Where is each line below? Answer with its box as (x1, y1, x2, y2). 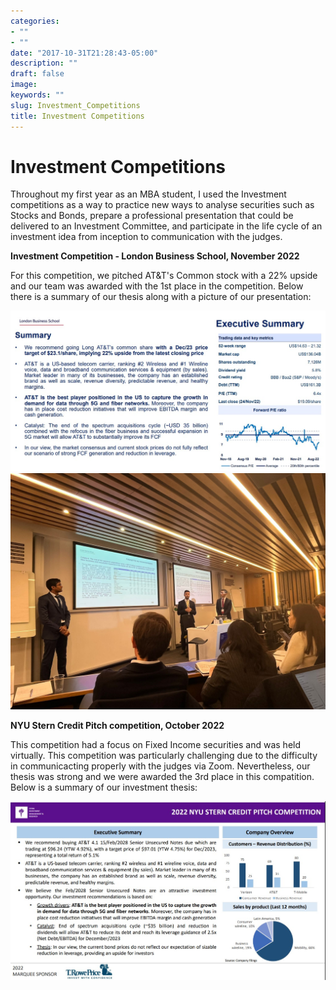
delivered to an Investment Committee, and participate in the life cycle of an (10, 220, 323, 232)
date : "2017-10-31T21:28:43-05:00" (10, 48, 159, 58)
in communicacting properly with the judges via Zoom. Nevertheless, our (10, 760, 311, 772)
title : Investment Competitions (10, 111, 145, 121)
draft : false (10, 69, 65, 79)
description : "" (10, 58, 78, 69)
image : (10, 80, 38, 90)
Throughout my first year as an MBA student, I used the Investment (10, 188, 287, 200)
